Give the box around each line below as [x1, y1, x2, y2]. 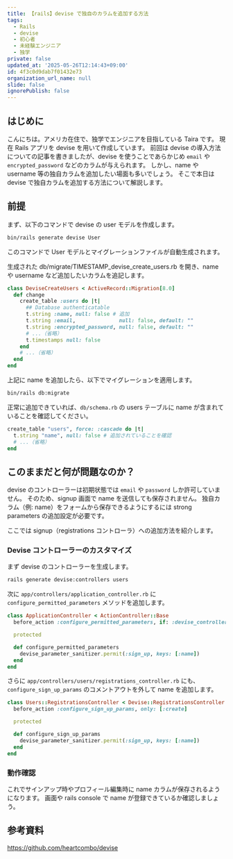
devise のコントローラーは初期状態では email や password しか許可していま [7, 485, 221, 494]
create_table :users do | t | [19, 298, 101, 305]
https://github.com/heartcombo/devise [7, 843, 119, 851]
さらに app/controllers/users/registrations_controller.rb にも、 [7, 676, 200, 685]
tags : [7, 17, 23, 24]
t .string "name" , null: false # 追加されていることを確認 [13, 432, 172, 439]
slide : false [7, 81, 45, 88]
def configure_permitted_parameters [13, 644, 119, 651]
